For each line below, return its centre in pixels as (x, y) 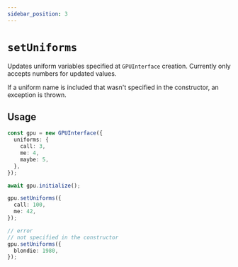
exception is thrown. (37, 95)
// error (20, 231)
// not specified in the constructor (63, 237)
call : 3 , (33, 147)
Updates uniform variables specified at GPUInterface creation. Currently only (119, 66)
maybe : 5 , (35, 159)
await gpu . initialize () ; (44, 186)
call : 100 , (30, 205)
